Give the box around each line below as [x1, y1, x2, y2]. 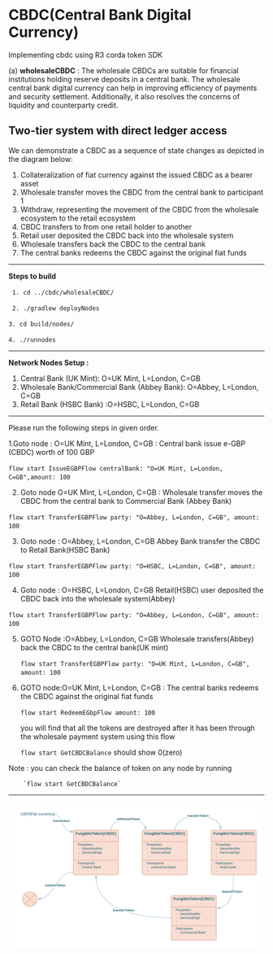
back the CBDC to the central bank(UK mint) [19, 642, 169, 652]
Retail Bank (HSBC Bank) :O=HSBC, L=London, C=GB [19, 399, 200, 409]
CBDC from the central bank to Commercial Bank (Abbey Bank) [19, 496, 232, 505]
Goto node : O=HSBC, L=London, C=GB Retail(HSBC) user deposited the [19, 584, 264, 595]
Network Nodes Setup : [8, 357, 89, 367]
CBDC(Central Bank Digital [8, 6, 192, 24]
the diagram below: [8, 154, 73, 164]
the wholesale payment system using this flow [19, 731, 175, 742]
